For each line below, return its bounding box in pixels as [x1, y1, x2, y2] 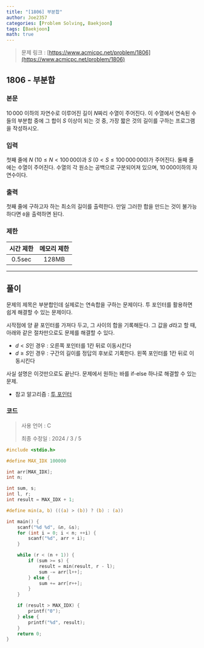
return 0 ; [17, 630, 42, 637]
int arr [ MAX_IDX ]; [6, 468, 53, 475]
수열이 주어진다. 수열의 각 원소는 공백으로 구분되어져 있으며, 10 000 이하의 [17, 164, 191, 171]
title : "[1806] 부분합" [6, 8, 63, 15]
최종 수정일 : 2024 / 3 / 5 [21, 434, 82, 442]
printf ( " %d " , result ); [28, 619, 86, 626]
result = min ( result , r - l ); [38, 563, 115, 569]
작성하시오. [12, 124, 39, 132]
